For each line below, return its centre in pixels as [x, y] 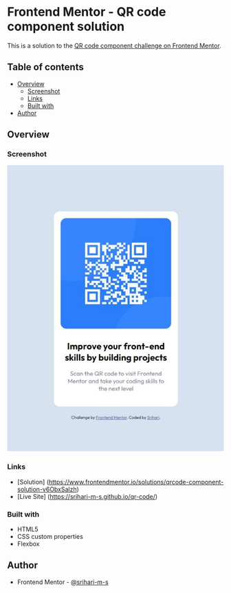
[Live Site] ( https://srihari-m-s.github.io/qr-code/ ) [87, 496]
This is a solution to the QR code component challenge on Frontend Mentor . [114, 45]
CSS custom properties [50, 536]
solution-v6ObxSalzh [47, 489]
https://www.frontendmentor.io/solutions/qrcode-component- [136, 482]
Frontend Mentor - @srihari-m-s [63, 582]
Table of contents [45, 67]
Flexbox [28, 544]
